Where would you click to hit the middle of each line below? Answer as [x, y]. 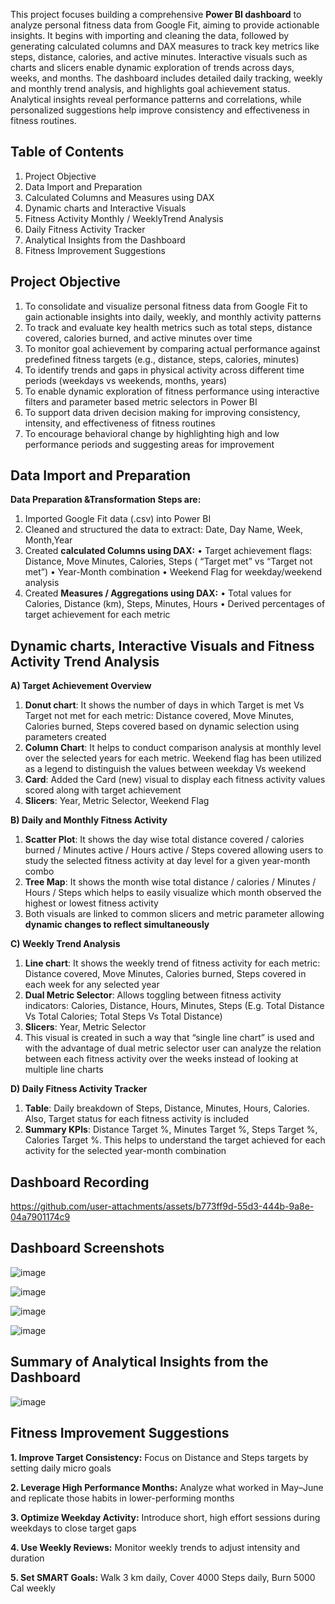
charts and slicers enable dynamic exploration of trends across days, [152, 67]
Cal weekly [33, 1588]
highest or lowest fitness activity [91, 903]
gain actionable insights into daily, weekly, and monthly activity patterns [173, 316]
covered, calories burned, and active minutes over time [138, 338]
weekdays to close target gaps [73, 1528]
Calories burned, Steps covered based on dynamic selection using [162, 726]
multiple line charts [64, 1070]
